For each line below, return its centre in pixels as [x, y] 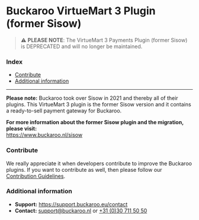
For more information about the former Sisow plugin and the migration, [95, 122]
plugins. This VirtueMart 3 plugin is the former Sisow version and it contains [99, 105]
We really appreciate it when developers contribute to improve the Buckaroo [99, 163]
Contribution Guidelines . [36, 176]
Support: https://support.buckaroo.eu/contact [71, 204]
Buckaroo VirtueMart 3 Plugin [81, 11]
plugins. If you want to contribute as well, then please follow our [84, 169]
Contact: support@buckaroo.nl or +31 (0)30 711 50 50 [81, 210]
